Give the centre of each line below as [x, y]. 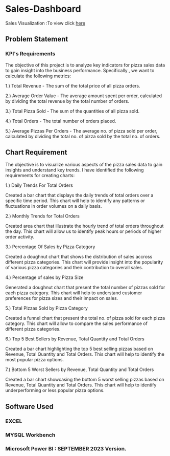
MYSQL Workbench [30, 435]
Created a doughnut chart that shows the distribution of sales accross [79, 257]
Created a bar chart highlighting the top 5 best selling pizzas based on [79, 349]
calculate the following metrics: [38, 76]
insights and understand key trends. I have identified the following [75, 170]
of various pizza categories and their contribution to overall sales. [74, 268]
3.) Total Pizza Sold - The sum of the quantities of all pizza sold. [72, 111]
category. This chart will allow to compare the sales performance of [77, 323]
